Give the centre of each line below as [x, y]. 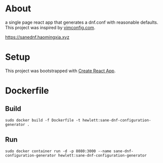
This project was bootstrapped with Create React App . [61, 71]
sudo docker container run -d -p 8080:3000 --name [58, 151]
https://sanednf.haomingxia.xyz [37, 37]
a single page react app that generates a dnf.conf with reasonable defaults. [82, 22]
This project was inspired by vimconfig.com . [50, 27]
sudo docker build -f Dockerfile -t [43, 120]
